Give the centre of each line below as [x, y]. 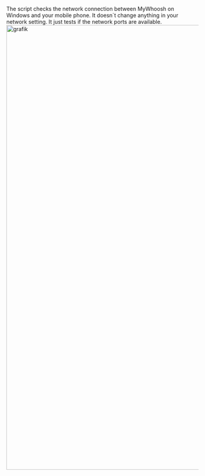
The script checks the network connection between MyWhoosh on [90, 9]
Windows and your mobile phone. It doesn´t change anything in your [92, 15]
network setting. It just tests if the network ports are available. [84, 22]
